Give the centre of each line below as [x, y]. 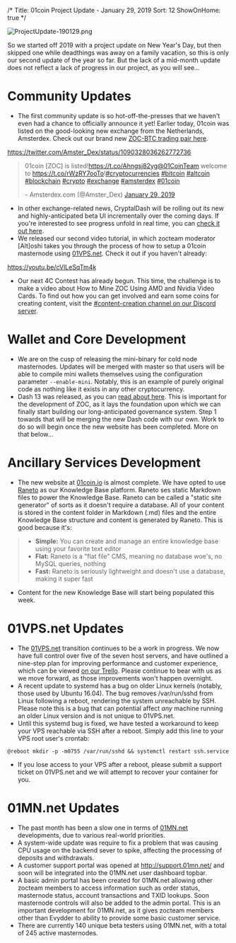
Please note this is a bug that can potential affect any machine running [120, 708]
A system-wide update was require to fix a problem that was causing [118, 843]
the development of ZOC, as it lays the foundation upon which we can [119, 404]
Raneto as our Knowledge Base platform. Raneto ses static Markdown [119, 490]
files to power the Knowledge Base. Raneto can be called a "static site [119, 497]
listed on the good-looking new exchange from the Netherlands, [111, 131]
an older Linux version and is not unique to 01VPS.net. [96, 716]
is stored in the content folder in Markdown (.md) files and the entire [117, 512]
